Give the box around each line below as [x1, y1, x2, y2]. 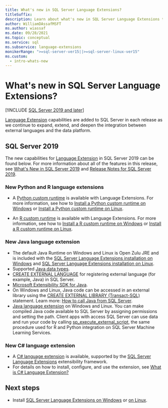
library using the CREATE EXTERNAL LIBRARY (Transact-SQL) [12, 292, 140, 298]
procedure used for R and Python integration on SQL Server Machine [12, 324, 155, 330]
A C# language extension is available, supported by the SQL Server [12, 353, 151, 359]
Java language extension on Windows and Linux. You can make [12, 303, 144, 309]
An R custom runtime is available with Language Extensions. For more [12, 215, 156, 221]
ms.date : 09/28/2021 [5, 30, 48, 35]
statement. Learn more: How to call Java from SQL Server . [12, 297, 133, 303]
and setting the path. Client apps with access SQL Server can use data [12, 313, 158, 319]
